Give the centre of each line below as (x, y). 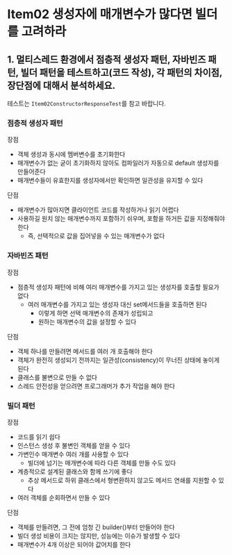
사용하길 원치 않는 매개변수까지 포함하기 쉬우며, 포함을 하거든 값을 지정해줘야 (121, 219)
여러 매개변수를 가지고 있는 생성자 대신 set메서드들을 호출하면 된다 (117, 304)
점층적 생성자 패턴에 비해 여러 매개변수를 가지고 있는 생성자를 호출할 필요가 (118, 287)
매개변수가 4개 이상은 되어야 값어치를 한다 (74, 544)
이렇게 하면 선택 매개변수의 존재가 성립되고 (96, 313)
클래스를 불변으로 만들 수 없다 (57, 377)
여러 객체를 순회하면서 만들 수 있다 (64, 497)
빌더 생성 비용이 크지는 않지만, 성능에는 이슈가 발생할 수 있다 (99, 536)
